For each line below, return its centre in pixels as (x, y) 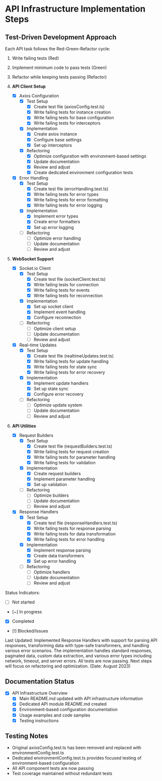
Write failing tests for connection (66, 285)
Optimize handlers (52, 572)
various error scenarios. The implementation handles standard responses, (79, 651)
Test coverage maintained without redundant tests (62, 773)
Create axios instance (55, 134)
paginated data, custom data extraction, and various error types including (78, 656)
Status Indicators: (22, 593)
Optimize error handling (57, 238)
